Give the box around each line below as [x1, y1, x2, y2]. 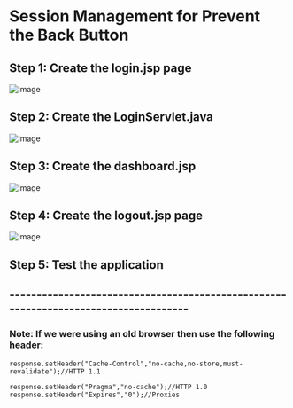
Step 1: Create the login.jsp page [9, 60, 192, 75]
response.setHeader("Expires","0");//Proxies [9, 390, 180, 399]
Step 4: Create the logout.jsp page [9, 208, 204, 224]
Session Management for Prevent [9, 6, 261, 27]
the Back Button [9, 25, 129, 45]
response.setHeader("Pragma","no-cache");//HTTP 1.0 [9, 382, 208, 391]
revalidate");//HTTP [9, 366, 86, 376]
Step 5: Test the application [9, 257, 164, 272]
